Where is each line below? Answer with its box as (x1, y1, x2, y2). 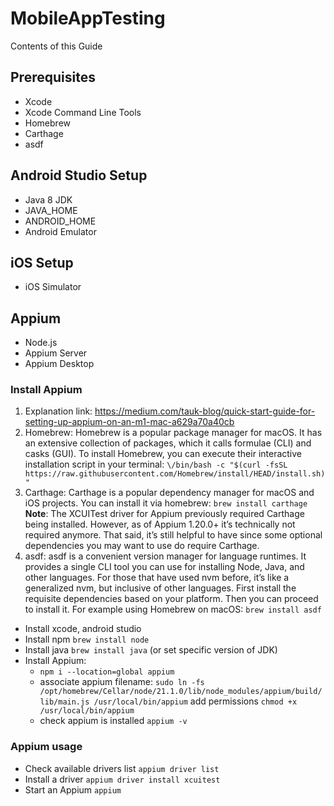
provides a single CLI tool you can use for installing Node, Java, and (24, 561, 305, 573)
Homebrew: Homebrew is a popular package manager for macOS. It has (24, 427, 323, 439)
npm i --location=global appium (39, 667, 175, 677)
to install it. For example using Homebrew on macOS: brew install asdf (24, 603, 322, 616)
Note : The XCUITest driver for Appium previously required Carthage (24, 508, 305, 520)
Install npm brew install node (24, 633, 150, 646)
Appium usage (10, 740, 83, 754)
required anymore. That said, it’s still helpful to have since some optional (24, 529, 323, 541)
